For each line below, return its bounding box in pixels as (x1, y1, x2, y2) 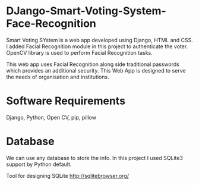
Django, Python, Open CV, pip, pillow (6, 114, 97, 121)
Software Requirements (6, 94, 126, 108)
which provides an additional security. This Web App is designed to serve (6, 67, 186, 74)
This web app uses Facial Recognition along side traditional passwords (6, 61, 179, 68)
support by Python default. (6, 161, 72, 168)
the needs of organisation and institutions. (6, 73, 109, 80)
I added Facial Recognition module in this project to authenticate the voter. (6, 43, 188, 50)
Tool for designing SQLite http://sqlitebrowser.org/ (6, 172, 129, 179)
